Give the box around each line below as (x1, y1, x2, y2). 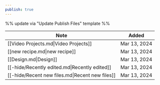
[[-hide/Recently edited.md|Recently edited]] (7, 64, 112, 70)
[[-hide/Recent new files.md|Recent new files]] (7, 71, 116, 78)
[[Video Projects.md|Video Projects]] (7, 40, 92, 47)
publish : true (5, 7, 34, 12)
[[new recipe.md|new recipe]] (7, 48, 76, 55)
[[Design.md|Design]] (7, 56, 57, 63)
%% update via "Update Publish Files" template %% (5, 20, 110, 26)
